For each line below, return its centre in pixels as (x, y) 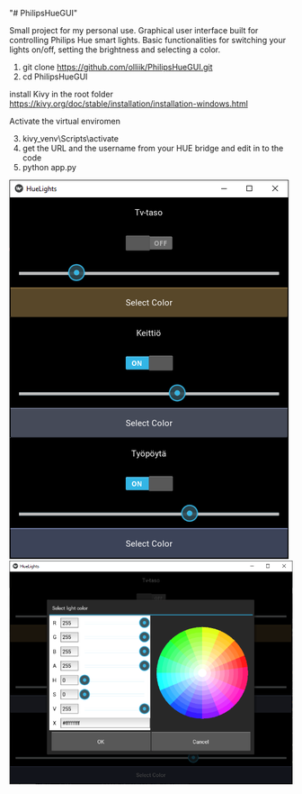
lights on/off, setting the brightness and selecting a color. (115, 50)
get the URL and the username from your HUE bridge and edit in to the (153, 148)
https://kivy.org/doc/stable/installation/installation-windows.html (129, 104)
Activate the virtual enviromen (65, 121)
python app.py (49, 167)
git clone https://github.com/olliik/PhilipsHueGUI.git (117, 67)
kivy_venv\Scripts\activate (71, 138)
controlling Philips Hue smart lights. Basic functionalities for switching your (147, 40)
